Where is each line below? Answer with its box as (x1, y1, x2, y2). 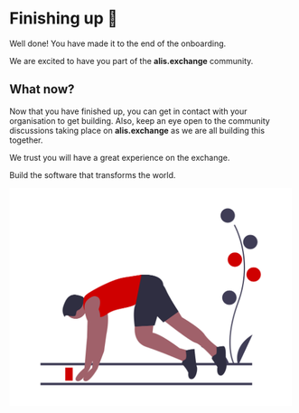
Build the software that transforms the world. (9, 169, 176, 180)
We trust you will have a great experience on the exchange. (9, 152, 230, 163)
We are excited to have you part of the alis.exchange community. (9, 55, 254, 66)
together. (9, 135, 43, 145)
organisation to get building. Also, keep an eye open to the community (9, 115, 271, 126)
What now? (9, 81, 75, 98)
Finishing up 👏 (9, 8, 118, 29)
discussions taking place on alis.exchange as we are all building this (9, 125, 265, 136)
